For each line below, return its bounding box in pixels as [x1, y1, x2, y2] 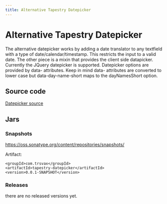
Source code [5, 87, 46, 96]
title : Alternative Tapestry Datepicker [5, 7, 92, 13]
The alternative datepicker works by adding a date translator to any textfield [5, 46, 162, 52]
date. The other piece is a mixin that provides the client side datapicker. [5, 56, 153, 62]
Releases [5, 181, 29, 188]
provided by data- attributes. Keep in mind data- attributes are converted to [5, 67, 162, 73]
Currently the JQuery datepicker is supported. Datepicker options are [5, 61, 149, 68]
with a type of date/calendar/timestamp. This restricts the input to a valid [5, 51, 156, 57]
